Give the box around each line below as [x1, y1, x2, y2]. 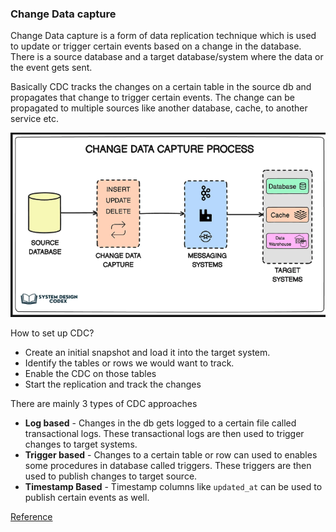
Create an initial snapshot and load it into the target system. [24, 346, 271, 358]
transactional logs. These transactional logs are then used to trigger [24, 427, 305, 439]
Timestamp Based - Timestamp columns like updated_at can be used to [24, 480, 323, 492]
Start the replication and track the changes [24, 378, 202, 390]
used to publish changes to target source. [24, 470, 198, 482]
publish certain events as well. [24, 491, 150, 503]
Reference [10, 510, 53, 522]
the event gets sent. [10, 62, 93, 74]
